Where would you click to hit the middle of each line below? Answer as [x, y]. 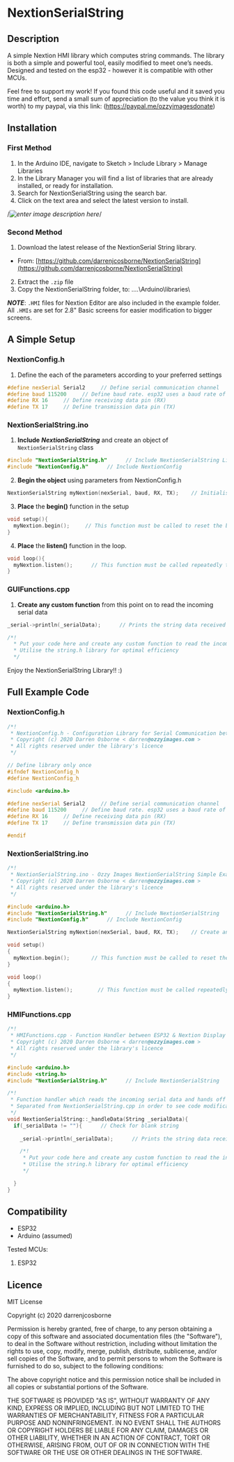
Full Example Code [48, 693]
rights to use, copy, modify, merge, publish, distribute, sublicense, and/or [112, 1352]
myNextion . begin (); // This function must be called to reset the [118, 526]
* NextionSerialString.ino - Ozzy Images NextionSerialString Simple [113, 875]
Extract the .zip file [46, 282]
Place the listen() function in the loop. [72, 545]
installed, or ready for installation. [65, 185]
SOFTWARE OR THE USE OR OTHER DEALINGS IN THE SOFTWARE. [105, 1453]
